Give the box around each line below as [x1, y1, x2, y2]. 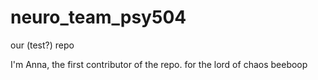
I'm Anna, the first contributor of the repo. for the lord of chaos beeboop [10, 58, 308, 70]
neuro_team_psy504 [10, 6, 187, 29]
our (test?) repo [10, 39, 75, 51]
